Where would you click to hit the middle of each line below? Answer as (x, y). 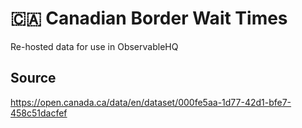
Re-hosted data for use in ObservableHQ (94, 46)
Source (33, 78)
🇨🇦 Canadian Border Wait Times (149, 18)
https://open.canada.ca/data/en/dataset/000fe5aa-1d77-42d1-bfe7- (151, 102)
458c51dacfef (39, 113)
